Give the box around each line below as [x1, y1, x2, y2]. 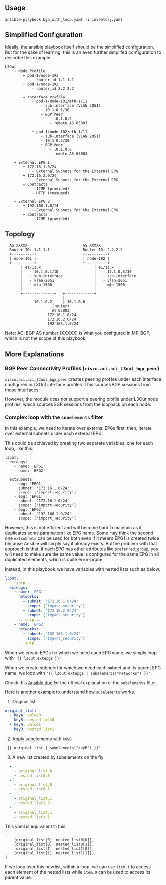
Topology [5, 230, 35, 238]
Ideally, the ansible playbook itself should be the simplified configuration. [5, 44, 155, 50]
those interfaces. [5, 387, 40, 393]
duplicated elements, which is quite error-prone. [5, 557, 104, 563]
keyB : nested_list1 [14, 727, 55, 732]
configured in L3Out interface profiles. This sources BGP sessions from [5, 382, 151, 388]
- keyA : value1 [9, 722, 41, 727]
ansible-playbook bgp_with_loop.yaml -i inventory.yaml [5, 17, 123, 22]
